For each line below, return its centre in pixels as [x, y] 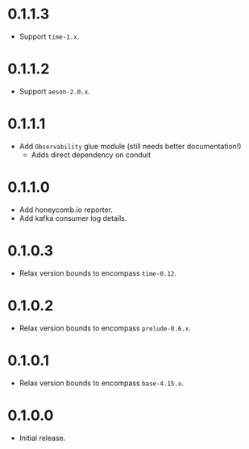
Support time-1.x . [49, 36]
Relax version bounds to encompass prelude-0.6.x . [105, 328]
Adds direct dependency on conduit [91, 155]
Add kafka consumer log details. [73, 218]
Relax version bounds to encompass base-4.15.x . [102, 383]
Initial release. [42, 438]
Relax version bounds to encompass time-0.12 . [98, 273]
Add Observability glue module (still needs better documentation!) [130, 146]
